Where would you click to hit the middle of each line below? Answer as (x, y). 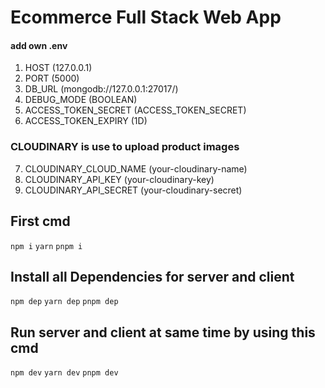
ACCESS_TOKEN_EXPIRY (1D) (86, 121)
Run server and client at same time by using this (163, 332)
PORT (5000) (52, 78)
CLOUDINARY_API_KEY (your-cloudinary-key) (119, 179)
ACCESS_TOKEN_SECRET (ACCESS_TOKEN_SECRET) (135, 110)
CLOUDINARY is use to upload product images (125, 147)
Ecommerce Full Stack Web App (146, 17)
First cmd (40, 221)
